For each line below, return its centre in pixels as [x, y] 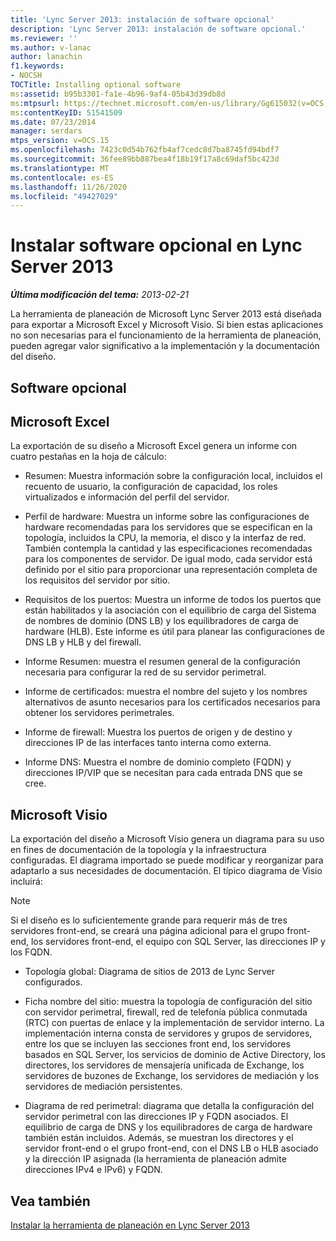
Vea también [50, 1201]
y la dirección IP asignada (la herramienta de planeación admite [155, 1159]
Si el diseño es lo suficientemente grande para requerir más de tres [149, 920]
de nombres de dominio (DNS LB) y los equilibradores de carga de [161, 621]
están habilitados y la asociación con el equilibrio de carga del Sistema [170, 610]
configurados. [53, 982]
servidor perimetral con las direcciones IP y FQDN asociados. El [156, 1117]
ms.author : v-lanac [51, 47]
